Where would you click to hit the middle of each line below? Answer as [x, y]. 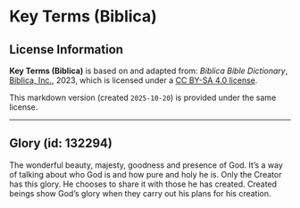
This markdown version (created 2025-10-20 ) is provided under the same [143, 97]
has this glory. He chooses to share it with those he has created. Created [143, 184]
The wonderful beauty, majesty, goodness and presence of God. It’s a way [146, 165]
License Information [66, 50]
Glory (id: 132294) [61, 143]
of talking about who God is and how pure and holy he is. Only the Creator [146, 174]
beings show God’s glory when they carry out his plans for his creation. [140, 193]
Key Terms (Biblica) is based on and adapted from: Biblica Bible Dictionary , [149, 71]
